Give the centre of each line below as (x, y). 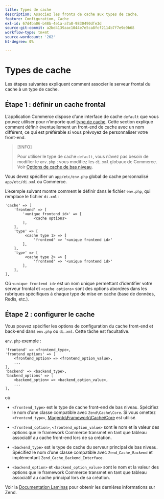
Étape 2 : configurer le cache (50, 314)
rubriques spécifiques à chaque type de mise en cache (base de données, (80, 294)
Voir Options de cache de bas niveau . (55, 167)
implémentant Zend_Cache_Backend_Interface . (58, 458)
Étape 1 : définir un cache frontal (56, 104)
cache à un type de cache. (32, 89)
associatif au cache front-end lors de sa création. (62, 438)
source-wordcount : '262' (30, 37)
